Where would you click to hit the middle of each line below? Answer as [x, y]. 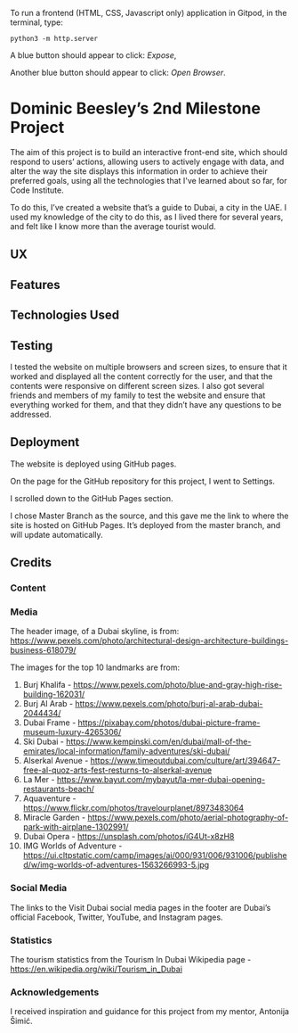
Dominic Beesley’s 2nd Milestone [136, 108]
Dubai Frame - [49, 723]
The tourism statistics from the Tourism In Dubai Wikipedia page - [131, 959]
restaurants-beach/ [58, 789]
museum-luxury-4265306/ [72, 732]
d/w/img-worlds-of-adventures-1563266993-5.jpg [116, 865]
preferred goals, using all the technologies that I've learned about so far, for [149, 180]
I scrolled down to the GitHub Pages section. [92, 498]
